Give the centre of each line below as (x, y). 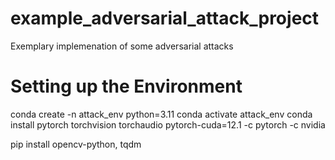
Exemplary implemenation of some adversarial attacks (122, 46)
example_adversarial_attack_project (165, 18)
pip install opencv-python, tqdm (76, 144)
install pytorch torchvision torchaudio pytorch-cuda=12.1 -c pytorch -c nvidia (168, 124)
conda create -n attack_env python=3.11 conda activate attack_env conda (161, 114)
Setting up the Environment (126, 86)
